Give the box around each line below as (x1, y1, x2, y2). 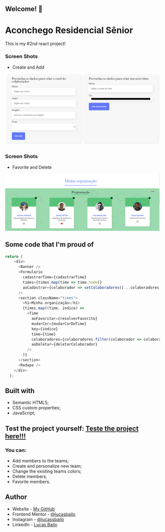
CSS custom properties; (12, 405, 61, 411)
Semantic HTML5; (12, 399, 49, 405)
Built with (5, 386, 35, 395)
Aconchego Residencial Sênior (5, 25, 134, 36)
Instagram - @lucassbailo (12, 516, 64, 522)
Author (5, 493, 27, 501)
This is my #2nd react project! (5, 41, 66, 47)
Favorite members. (12, 479, 51, 485)
